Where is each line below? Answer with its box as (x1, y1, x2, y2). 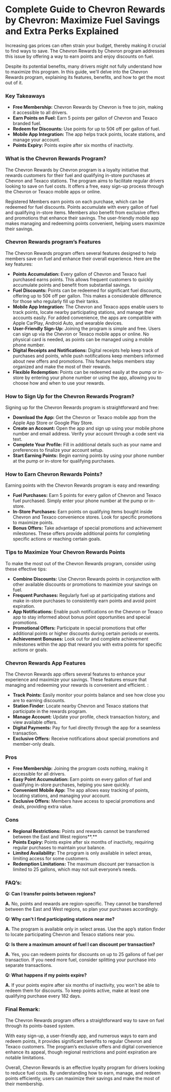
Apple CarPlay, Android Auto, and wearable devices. (12, 320, 123, 326)
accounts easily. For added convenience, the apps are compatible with (12, 314, 162, 321)
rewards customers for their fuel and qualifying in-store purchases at (5, 172, 151, 178)
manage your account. (12, 137, 60, 143)
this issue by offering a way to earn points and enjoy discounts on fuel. (5, 53, 154, 59)
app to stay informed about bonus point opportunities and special (12, 614, 151, 620)
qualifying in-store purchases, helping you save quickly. (12, 782, 131, 788)
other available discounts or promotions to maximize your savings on (12, 581, 158, 587)
